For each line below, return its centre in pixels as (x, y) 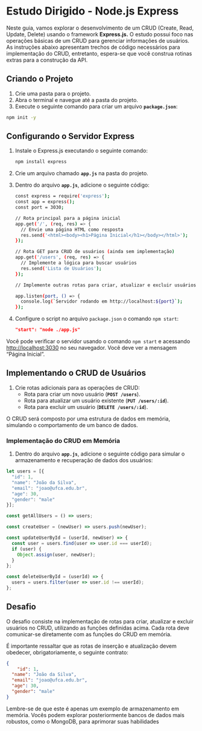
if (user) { (27, 549)
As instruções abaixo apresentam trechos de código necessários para (93, 47)
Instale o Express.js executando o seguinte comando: (81, 151)
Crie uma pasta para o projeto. (53, 93)
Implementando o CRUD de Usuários (76, 373)
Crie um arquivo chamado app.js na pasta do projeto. (82, 173)
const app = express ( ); (45, 202)
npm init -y (21, 117)
